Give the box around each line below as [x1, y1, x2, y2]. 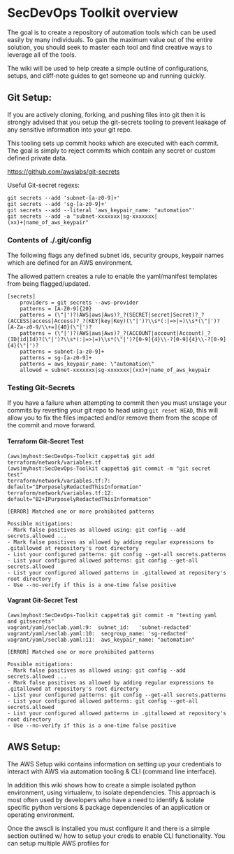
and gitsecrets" [7, 618, 54, 625]
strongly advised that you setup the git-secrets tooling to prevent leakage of [7, 118, 226, 126]
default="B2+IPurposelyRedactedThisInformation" [7, 495, 152, 502]
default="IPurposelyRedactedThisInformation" [7, 483, 142, 490]
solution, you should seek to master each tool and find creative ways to [7, 43, 212, 51]
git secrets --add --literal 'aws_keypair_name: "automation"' [7, 207, 196, 214]
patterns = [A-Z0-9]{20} [20, 305, 92, 312]
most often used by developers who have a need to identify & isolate [7, 795, 205, 804]
